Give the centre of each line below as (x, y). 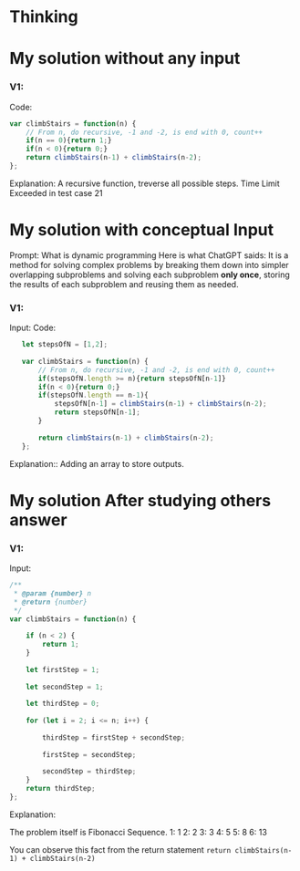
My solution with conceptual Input (142, 230)
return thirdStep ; (61, 789)
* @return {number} (51, 602)
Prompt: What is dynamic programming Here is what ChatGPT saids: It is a (149, 255)
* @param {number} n (52, 593)
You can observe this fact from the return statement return (120, 849)
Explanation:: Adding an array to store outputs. (97, 463)
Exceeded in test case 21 (56, 192)
